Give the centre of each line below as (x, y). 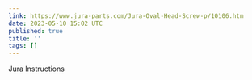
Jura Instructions (36, 69)
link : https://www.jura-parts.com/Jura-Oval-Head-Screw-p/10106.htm (126, 16)
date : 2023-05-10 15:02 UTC (56, 23)
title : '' (25, 38)
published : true (36, 31)
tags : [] (23, 46)
